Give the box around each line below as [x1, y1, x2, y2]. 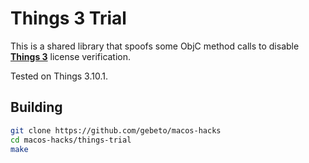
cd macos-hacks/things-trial [10, 135, 132, 145]
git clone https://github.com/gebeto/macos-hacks [10, 125, 222, 136]
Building [10, 99, 63, 116]
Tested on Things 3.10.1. [10, 70, 108, 82]
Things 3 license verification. [10, 50, 132, 62]
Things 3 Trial [10, 7, 127, 30]
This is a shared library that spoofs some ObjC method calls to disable [10, 40, 300, 52]
